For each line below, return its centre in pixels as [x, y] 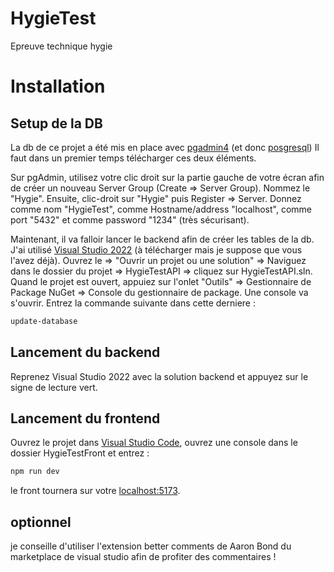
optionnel [41, 522]
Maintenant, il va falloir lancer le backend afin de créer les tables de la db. [162, 239]
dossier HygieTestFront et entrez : [80, 453]
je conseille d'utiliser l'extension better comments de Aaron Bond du [151, 546]
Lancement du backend [85, 352]
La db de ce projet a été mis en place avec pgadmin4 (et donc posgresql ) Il [165, 147]
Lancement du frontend [85, 418]
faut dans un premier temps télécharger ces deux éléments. [133, 158]
